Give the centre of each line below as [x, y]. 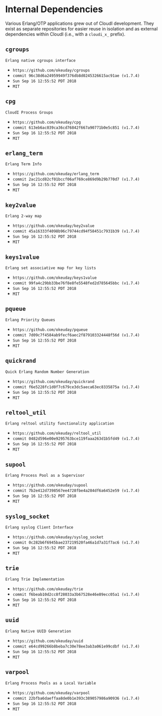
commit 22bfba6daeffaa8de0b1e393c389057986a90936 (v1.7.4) [76, 698]
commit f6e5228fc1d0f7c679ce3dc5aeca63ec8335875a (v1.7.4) [76, 387]
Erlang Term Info [24, 164]
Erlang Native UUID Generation [38, 631]
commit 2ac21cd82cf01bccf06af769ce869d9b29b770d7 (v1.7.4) [76, 179]
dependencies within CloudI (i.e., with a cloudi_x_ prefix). [65, 34]
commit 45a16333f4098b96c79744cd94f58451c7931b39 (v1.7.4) [76, 232]
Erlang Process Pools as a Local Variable [51, 683]
